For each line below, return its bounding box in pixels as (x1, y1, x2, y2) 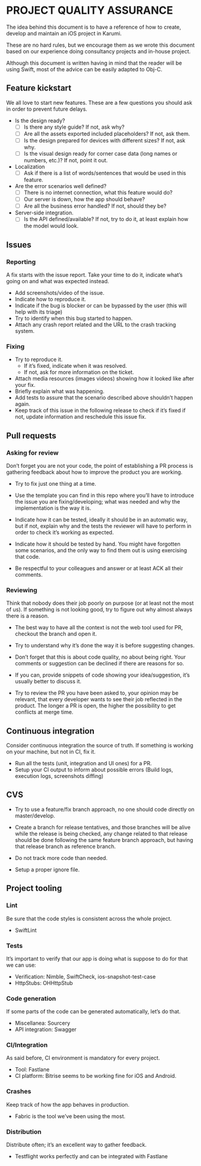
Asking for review (6, 449, 59, 457)
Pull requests (6, 431, 57, 441)
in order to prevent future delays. (6, 105, 88, 113)
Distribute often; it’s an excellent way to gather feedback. (6, 1141, 147, 1149)
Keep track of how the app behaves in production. (6, 1101, 130, 1108)
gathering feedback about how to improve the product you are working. (6, 468, 182, 476)
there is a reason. (6, 612, 49, 620)
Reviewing (6, 586, 38, 594)
